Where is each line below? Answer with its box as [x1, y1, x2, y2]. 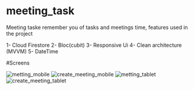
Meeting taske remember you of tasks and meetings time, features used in [6, 24, 188, 31]
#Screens [6, 59, 30, 66]
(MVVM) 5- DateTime [6, 47, 58, 54]
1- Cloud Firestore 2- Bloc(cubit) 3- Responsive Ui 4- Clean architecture [6, 41, 182, 49]
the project [6, 30, 33, 37]
